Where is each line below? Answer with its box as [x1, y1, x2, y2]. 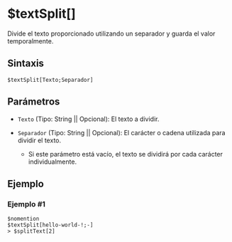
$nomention [7, 216, 40, 223]
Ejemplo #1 [7, 199, 46, 209]
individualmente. [28, 157, 77, 166]
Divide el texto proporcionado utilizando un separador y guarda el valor [7, 29, 216, 38]
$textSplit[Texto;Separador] [7, 76, 94, 83]
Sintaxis [7, 58, 45, 70]
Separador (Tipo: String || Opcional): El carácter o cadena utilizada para [17, 128, 226, 137]
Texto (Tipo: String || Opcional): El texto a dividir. [17, 115, 160, 123]
